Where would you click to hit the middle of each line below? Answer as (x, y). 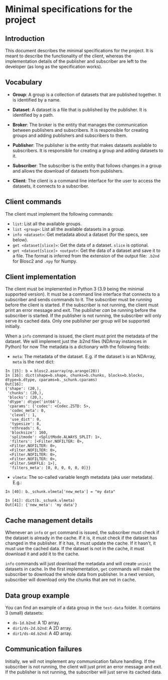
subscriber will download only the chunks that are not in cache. (71, 580)
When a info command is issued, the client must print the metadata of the (81, 336)
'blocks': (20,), (25, 398)
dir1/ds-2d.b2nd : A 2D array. (42, 628)
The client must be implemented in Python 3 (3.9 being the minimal (74, 289)
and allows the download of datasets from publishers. (68, 171)
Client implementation (41, 277)
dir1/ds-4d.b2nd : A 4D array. (42, 633)
